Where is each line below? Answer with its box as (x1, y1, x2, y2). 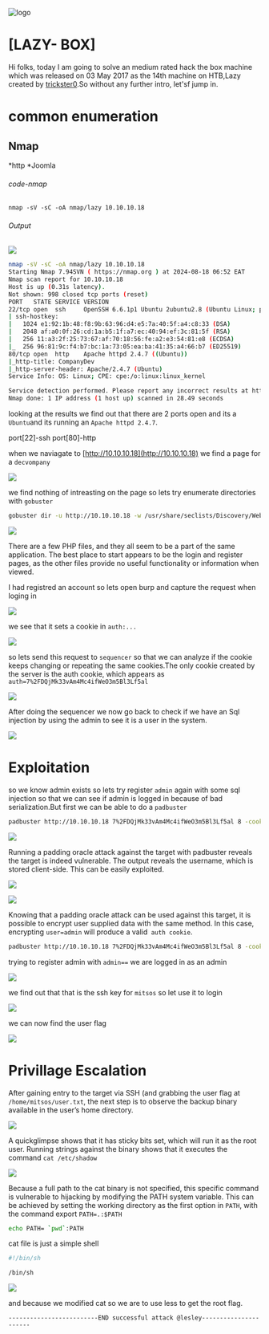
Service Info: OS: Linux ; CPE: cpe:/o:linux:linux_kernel (8, 372, 206, 380)
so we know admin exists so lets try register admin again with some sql (8, 785, 240, 795)
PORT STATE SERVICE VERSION (8, 298, 110, 306)
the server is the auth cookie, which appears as (8, 669, 165, 678)
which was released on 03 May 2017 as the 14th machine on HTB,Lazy (8, 71, 242, 80)
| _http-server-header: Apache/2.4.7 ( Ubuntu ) (8, 365, 163, 373)
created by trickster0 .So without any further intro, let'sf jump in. (8, 79, 219, 88)
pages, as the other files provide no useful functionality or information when (8, 558, 259, 567)
